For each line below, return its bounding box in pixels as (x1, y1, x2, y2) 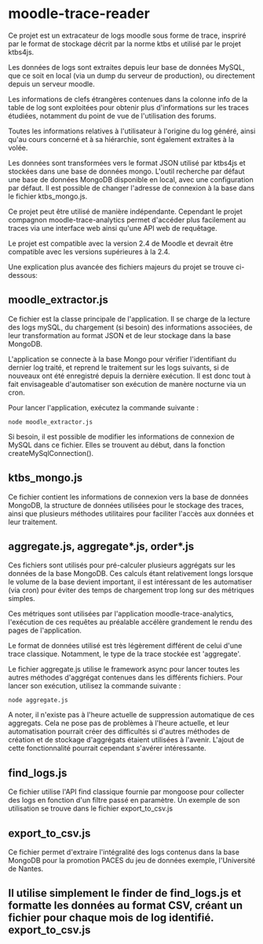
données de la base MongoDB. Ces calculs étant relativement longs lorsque (8, 569, 254, 578)
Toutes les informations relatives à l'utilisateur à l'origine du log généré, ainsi (8, 126, 256, 136)
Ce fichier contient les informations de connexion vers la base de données (8, 492, 249, 501)
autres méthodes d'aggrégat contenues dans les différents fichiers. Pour (8, 672, 243, 683)
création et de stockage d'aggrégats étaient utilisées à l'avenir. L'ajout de (8, 735, 245, 745)
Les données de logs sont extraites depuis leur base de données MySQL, (8, 62, 245, 71)
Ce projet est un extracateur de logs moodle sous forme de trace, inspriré (8, 31, 247, 40)
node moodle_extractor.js (8, 417, 93, 426)
